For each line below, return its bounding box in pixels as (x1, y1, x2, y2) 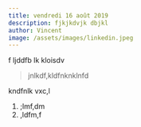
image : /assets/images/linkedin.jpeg (8, 33, 134, 42)
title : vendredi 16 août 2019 (8, 11, 109, 20)
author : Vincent (8, 26, 62, 34)
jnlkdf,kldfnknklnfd (27, 71, 89, 80)
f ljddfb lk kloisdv (8, 56, 65, 65)
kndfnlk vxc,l (8, 87, 50, 96)
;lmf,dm (19, 102, 45, 111)
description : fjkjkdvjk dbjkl (8, 19, 109, 27)
